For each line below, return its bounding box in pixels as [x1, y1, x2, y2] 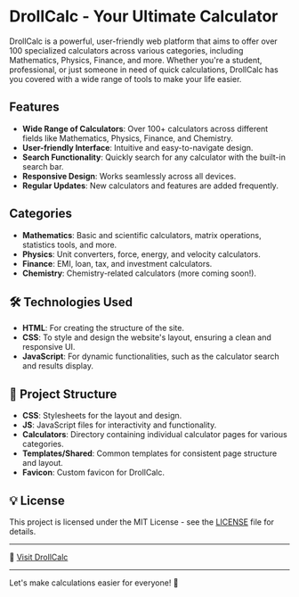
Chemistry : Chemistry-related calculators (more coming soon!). [21, 268, 256, 278]
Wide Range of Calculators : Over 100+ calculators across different [21, 123, 269, 134]
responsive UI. [21, 342, 76, 352]
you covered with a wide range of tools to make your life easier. [9, 73, 242, 84]
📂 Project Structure [9, 386, 117, 402]
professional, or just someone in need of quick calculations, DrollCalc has [9, 64, 279, 75]
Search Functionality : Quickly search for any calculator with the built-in [21, 152, 287, 162]
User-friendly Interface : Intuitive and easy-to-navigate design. [21, 142, 254, 153]
